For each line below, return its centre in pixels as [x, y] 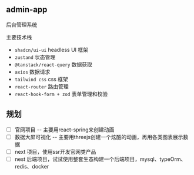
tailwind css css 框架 [41, 79]
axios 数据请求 [32, 72]
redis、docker [32, 166]
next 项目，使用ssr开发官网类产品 [55, 151]
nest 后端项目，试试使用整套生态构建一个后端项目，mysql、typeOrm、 [100, 159]
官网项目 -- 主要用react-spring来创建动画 [64, 130]
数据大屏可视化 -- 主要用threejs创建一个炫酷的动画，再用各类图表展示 [99, 137]
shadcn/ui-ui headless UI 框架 [51, 49]
